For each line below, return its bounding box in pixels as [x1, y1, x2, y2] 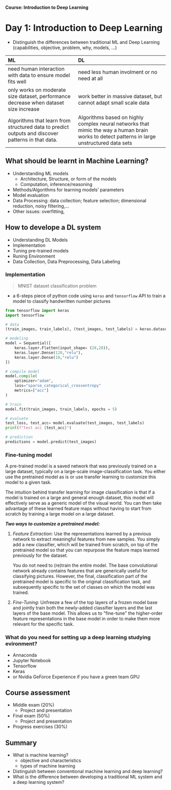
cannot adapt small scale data [78, 99, 150, 106]
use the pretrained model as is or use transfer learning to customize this [5, 474, 156, 480]
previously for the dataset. [12, 552, 68, 559]
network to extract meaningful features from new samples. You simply [12, 536, 160, 542]
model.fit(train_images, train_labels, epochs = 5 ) [5, 406, 117, 412]
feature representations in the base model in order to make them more [12, 616, 160, 622]
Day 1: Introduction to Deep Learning [5, 22, 163, 34]
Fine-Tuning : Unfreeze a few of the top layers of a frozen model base [12, 599, 158, 606]
